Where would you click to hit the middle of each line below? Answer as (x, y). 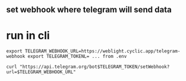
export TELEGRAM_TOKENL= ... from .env (77, 57)
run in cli (28, 35)
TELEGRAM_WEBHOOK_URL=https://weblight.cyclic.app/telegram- (103, 51)
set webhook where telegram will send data (89, 10)
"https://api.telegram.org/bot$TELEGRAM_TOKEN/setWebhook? (94, 67)
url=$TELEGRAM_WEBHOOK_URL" (41, 72)
